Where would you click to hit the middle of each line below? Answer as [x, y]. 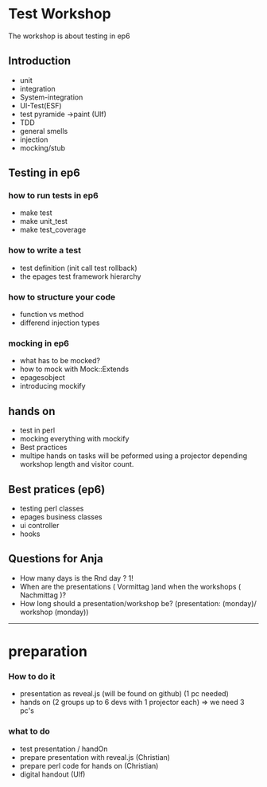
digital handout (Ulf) [52, 774]
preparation [48, 651]
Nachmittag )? [43, 595]
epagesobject [42, 378]
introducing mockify [52, 386]
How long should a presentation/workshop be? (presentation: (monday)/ [138, 603]
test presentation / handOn [64, 749]
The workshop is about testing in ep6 [69, 36]
